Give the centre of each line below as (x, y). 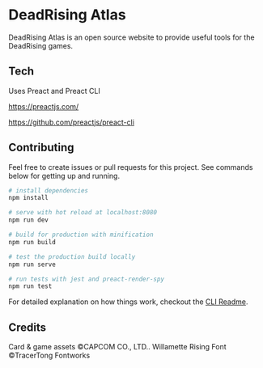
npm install (28, 198)
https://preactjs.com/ (44, 106)
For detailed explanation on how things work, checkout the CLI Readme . (128, 302)
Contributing (41, 148)
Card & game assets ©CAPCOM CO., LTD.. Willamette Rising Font (117, 347)
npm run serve (32, 264)
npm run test (30, 286)
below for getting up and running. (64, 176)
